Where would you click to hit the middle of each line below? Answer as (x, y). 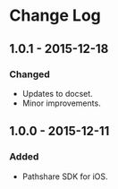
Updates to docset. (58, 93)
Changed (30, 74)
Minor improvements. (61, 103)
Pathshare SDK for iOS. (65, 176)
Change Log (55, 16)
